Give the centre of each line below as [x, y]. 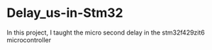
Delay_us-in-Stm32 [65, 13]
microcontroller [29, 39]
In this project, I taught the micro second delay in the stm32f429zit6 [106, 32]
